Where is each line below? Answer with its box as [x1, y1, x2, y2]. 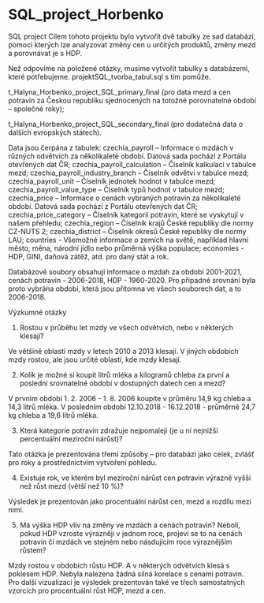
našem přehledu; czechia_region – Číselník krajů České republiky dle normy [8, 218, 254, 228]
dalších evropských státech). [8, 128, 102, 137]
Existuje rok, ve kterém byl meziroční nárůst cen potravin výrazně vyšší [19, 473, 251, 482]
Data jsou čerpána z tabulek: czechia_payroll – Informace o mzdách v [8, 143, 234, 152]
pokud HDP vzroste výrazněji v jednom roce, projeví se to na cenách [19, 528, 243, 538]
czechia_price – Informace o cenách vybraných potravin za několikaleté [8, 193, 241, 203]
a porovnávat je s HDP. [8, 48, 83, 58]
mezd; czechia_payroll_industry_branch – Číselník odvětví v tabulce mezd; [8, 168, 250, 177]
